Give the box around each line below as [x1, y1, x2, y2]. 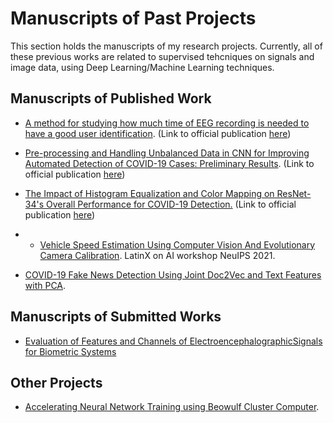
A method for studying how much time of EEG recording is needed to [24, 117, 310, 129]
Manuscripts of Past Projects [10, 7, 257, 30]
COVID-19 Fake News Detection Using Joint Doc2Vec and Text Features [24, 268, 322, 281]
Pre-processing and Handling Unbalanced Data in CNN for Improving [24, 147, 310, 159]
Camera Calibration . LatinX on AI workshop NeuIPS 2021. [39, 249, 276, 261]
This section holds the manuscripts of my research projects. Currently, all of [10, 40, 323, 52]
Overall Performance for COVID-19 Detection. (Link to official [46, 198, 297, 210]
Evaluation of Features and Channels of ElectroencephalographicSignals [24, 335, 323, 347]
